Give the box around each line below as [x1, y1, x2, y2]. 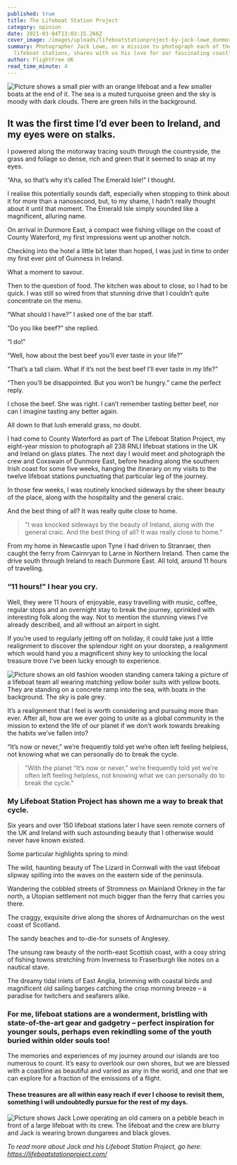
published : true [7, 10, 55, 18]
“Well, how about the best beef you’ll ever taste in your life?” [7, 351, 183, 360]
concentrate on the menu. [7, 297, 83, 305]
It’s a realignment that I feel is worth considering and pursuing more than [7, 706, 219, 714]
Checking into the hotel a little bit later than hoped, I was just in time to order [7, 247, 229, 255]
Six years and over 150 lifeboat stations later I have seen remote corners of [7, 821, 226, 829]
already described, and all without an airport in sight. [7, 620, 161, 628]
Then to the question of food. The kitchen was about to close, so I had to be [7, 281, 228, 290]
